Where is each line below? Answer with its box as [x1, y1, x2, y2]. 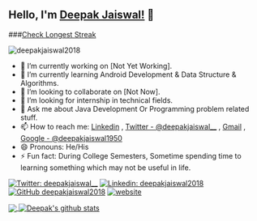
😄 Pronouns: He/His [19, 142, 89, 151]
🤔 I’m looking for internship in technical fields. [19, 95, 173, 105]
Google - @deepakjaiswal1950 [19, 133, 123, 142]
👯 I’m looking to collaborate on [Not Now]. [19, 87, 161, 96]
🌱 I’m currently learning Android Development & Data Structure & [19, 70, 237, 79]
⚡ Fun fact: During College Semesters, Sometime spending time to [19, 151, 242, 160]
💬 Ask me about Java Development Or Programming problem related [19, 104, 250, 113]
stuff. [19, 113, 38, 122]
